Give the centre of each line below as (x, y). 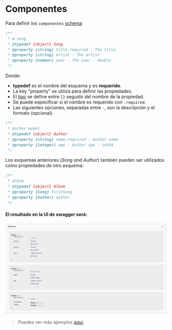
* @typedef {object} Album (36, 187)
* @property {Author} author (39, 197)
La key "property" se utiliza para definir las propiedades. (72, 91)
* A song (17, 39)
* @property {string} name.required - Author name (63, 140)
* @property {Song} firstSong (40, 192)
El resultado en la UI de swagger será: (46, 215)
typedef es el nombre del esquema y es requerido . (67, 86)
